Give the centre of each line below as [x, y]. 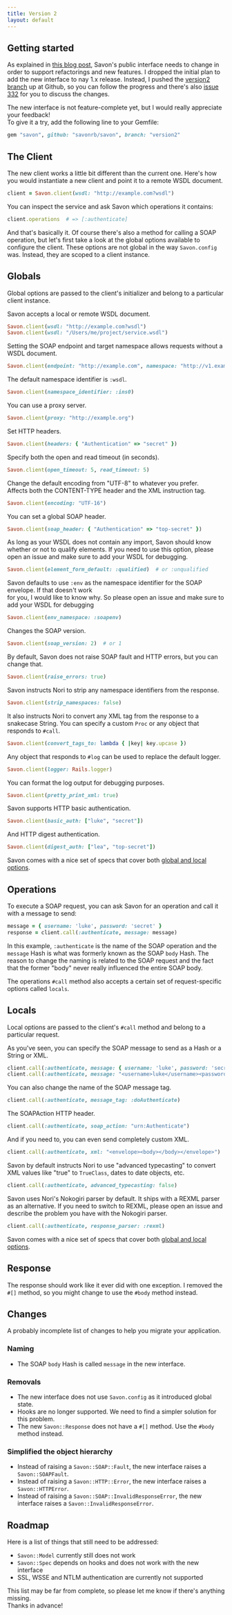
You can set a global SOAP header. [57, 516]
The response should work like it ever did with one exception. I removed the [115, 1285]
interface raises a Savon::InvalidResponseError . [85, 1504]
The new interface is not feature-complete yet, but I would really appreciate [115, 107]
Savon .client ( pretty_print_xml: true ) [63, 795]
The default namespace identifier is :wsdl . [67, 380]
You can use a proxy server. [47, 405]
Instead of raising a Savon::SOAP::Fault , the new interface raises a [112, 1467]
